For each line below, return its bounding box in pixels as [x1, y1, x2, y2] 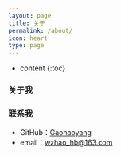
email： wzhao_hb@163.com [19, 137, 113, 148]
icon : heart [8, 34, 48, 42]
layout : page [8, 11, 52, 20]
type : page [8, 42, 45, 50]
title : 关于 [8, 19, 45, 27]
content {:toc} [19, 63, 66, 73]
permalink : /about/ [8, 26, 73, 34]
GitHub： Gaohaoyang [19, 128, 92, 137]
